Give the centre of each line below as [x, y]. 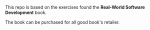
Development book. [26, 12]
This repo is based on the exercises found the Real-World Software [75, 7]
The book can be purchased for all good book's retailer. [62, 22]
